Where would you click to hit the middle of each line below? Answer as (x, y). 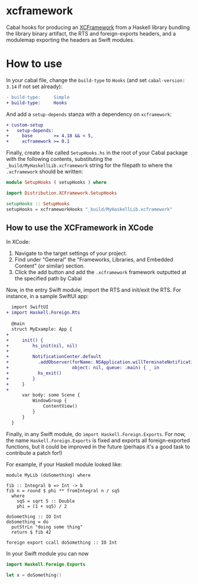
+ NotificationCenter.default (54, 357)
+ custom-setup (25, 125)
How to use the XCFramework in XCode (80, 228)
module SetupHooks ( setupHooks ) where (57, 183)
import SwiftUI (30, 307)
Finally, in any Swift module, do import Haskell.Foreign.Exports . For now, (96, 434)
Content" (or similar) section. (50, 266)
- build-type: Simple (38, 97)
